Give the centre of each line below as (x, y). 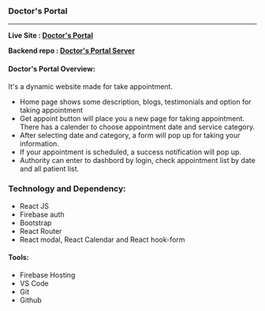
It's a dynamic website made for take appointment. (91, 86)
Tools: (19, 257)
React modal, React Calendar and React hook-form (102, 239)
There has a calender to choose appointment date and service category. (137, 127)
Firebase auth (42, 214)
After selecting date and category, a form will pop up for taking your (130, 135)
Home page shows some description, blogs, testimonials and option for (135, 102)
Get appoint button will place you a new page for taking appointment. (132, 118)
